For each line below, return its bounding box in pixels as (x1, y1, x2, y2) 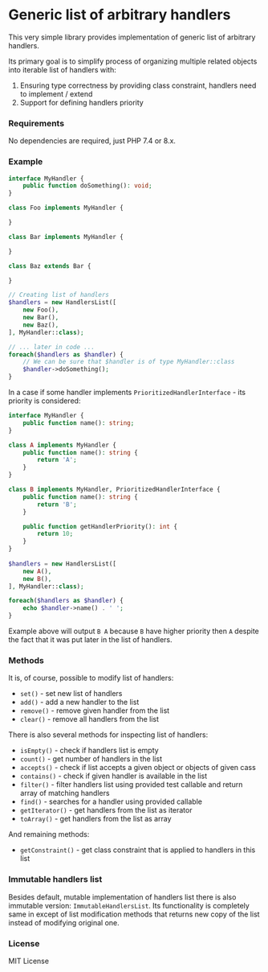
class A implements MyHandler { (8, 441, 116, 449)
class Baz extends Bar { (8, 262, 91, 270)
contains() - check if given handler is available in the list (19, 771, 208, 781)
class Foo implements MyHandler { (8, 204, 124, 212)
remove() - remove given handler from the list (19, 706, 170, 715)
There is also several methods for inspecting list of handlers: (8, 730, 209, 739)
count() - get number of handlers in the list (19, 754, 163, 764)
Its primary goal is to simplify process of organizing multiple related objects (8, 56, 258, 66)
